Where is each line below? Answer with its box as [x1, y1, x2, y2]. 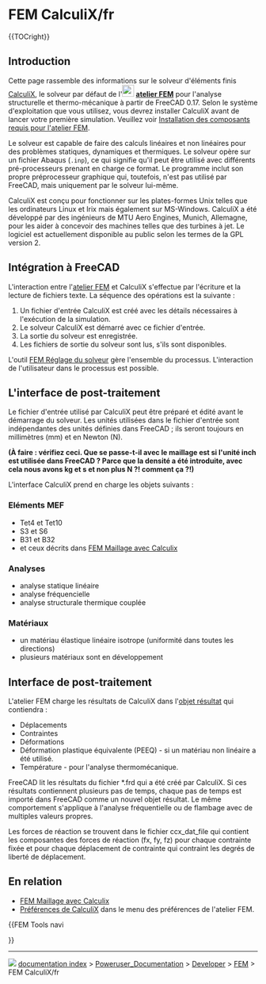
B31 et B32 [19, 534, 55, 544]
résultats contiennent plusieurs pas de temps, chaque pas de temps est [8, 787, 242, 796]
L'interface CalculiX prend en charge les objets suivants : [8, 480, 194, 489]
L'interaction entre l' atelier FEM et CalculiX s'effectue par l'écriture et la [8, 281, 241, 291]
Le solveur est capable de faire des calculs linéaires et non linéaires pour [8, 138, 246, 147]
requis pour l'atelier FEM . [8, 123, 90, 132]
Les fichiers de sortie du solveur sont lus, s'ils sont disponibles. [19, 339, 227, 349]
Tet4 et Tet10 [19, 518, 63, 527]
